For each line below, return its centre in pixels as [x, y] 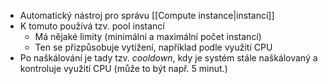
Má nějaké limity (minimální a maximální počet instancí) [148, 36]
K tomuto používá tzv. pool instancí [92, 26]
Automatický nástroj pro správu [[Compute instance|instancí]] [147, 15]
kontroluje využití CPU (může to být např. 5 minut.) [123, 68]
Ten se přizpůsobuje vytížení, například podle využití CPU [153, 47]
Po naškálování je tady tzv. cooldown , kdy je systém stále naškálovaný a [168, 58]
